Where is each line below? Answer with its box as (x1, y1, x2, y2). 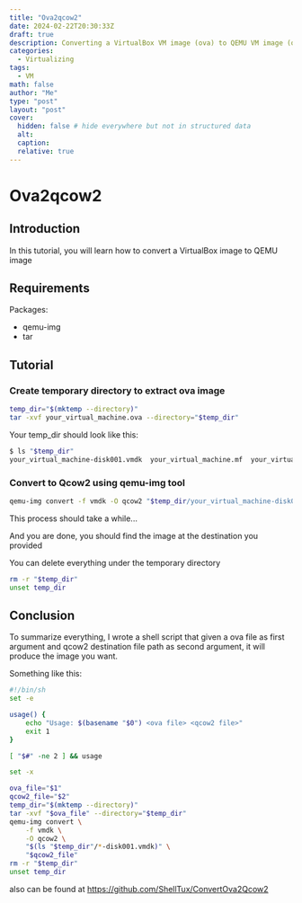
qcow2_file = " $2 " (9, 792, 70, 801)
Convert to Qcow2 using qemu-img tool (9, 476, 186, 489)
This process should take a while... (9, 513, 138, 524)
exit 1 (25, 727, 50, 736)
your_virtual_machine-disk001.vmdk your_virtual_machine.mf (9, 455, 244, 464)
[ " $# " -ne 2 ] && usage (9, 751, 102, 760)
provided (9, 540, 43, 551)
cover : (9, 113, 34, 122)
